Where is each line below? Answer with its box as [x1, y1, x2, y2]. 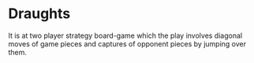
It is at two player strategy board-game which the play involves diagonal [8, 31, 243, 40]
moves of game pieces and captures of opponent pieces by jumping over [8, 39, 247, 48]
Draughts [8, 5, 71, 23]
